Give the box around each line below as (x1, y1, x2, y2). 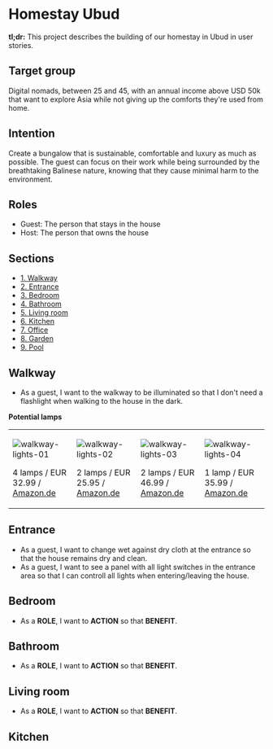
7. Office (19, 325, 49, 335)
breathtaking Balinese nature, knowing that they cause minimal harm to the (8, 165, 259, 175)
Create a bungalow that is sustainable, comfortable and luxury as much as (8, 148, 258, 158)
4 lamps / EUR (12, 467, 67, 478)
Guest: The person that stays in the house (19, 219, 161, 229)
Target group (8, 64, 76, 78)
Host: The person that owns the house (19, 228, 149, 238)
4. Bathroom (19, 299, 63, 309)
